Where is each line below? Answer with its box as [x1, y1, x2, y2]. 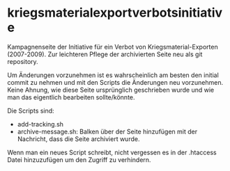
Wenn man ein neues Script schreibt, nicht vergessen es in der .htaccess [7, 148, 217, 156]
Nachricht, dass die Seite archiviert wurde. [17, 134, 140, 143]
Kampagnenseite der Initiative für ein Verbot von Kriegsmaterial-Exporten [7, 42, 218, 51]
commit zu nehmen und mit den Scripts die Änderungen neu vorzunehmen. [7, 78, 224, 86]
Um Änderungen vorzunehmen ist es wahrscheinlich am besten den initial [7, 71, 220, 79]
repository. [7, 57, 38, 65]
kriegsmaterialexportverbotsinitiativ [7, 5, 223, 21]
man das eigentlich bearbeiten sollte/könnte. [7, 92, 135, 101]
